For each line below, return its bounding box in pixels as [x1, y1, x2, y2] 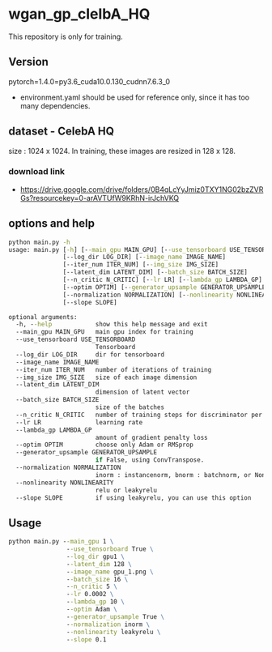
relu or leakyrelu [95, 486, 158, 494]
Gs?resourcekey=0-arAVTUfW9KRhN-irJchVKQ [19, 193, 180, 202]
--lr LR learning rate [15, 418, 143, 426]
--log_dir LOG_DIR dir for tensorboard [15, 350, 164, 359]
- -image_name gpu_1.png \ [66, 568, 154, 576]
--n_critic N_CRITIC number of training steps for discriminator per [15, 411, 263, 419]
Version [8, 55, 49, 69]
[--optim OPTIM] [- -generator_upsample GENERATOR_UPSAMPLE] [62, 283, 270, 292]
